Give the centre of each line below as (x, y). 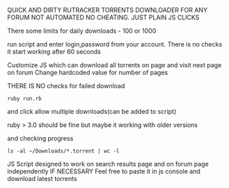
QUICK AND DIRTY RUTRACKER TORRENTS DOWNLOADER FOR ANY (107, 10)
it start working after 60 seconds (54, 52)
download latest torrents (42, 179)
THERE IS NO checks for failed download (66, 86)
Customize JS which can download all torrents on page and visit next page (114, 65)
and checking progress (40, 138)
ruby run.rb (24, 99)
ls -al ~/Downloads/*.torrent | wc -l (63, 151)
